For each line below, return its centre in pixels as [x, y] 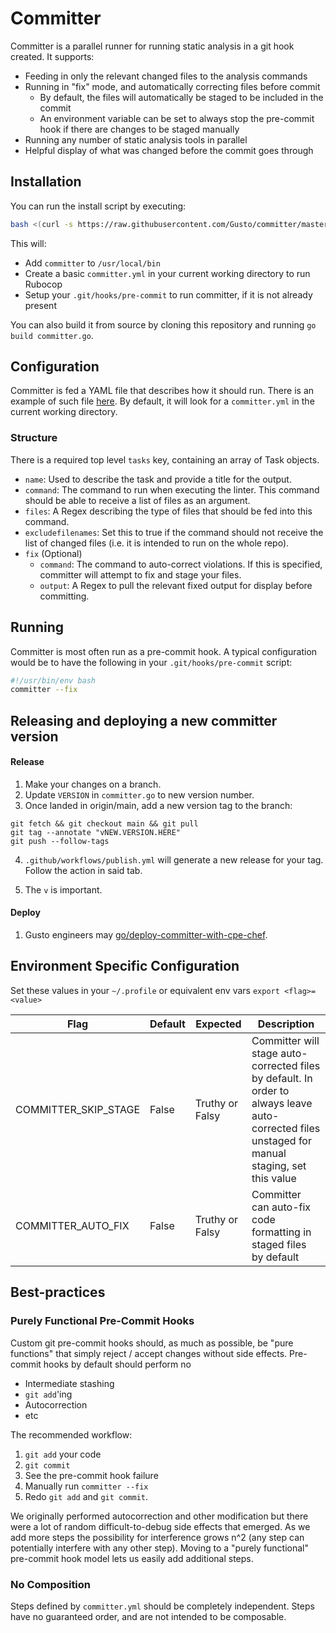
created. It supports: [52, 56]
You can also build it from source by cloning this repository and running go [163, 324]
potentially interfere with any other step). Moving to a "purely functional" [160, 1548]
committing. [64, 596]
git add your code [63, 1454]
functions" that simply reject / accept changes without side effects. [149, 1353]
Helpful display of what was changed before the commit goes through [169, 150]
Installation [46, 182]
